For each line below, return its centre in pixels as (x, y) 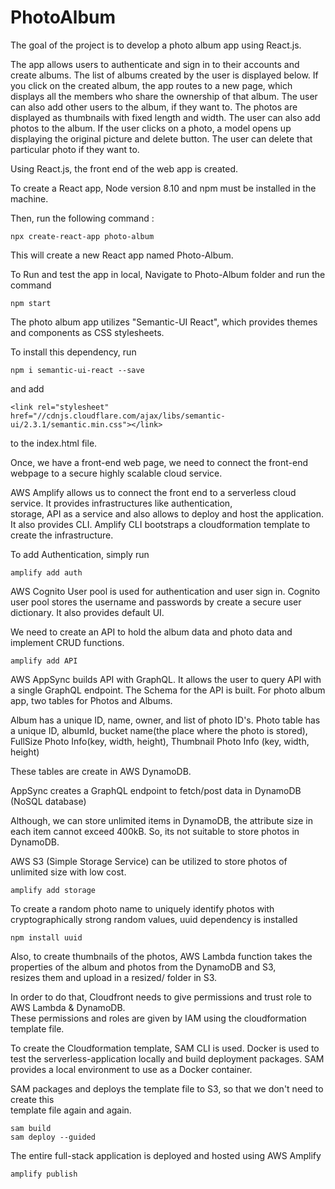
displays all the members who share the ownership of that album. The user (164, 96)
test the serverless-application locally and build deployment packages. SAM (167, 1058)
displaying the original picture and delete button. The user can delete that (161, 138)
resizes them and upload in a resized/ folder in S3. (114, 977)
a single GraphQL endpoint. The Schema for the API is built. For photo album (168, 690)
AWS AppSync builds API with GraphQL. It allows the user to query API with (166, 679)
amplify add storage (53, 890)
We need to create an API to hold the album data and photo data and (151, 632)
